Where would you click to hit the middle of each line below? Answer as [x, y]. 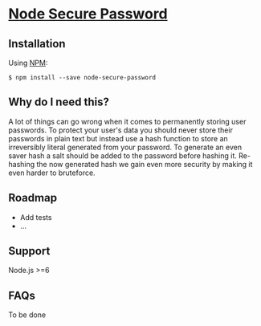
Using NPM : [28, 63]
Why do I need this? [59, 102]
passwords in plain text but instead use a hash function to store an [118, 138]
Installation [37, 44]
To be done [27, 315]
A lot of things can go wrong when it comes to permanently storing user [127, 121]
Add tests [36, 217]
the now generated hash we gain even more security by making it [144, 164]
